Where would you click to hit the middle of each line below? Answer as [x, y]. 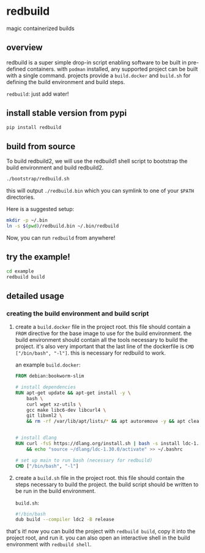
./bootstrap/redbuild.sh [38, 179]
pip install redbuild [34, 127]
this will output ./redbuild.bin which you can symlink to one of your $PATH [100, 191]
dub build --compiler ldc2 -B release [65, 520]
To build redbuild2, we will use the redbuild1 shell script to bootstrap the [97, 161]
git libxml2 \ [44, 416]
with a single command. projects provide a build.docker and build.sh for [99, 75]
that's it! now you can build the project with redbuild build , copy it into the [101, 532]
